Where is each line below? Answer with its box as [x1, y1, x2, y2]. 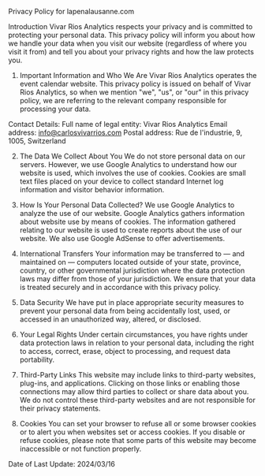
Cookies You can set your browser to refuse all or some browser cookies [19, 419, 256, 428]
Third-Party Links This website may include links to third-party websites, [19, 370, 256, 379]
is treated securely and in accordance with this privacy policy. [19, 283, 221, 292]
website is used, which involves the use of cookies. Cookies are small [19, 169, 246, 177]
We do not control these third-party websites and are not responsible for [19, 396, 256, 404]
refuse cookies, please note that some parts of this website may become [19, 436, 256, 444]
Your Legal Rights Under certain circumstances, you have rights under [19, 330, 248, 339]
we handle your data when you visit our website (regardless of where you [8, 39, 247, 48]
